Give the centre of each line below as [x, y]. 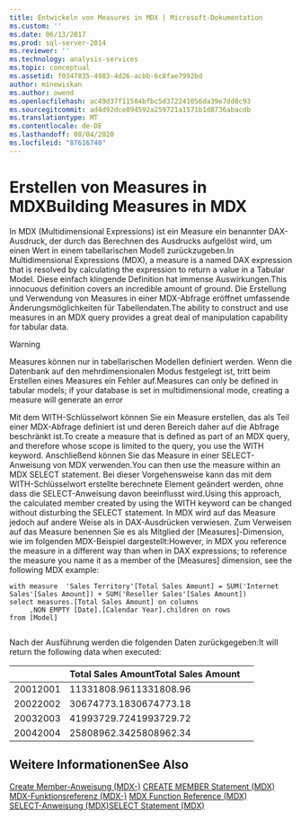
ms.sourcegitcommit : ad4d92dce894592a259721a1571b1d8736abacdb [130, 110]
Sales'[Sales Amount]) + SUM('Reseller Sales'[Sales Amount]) [128, 594]
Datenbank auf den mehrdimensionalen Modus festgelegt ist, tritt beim [140, 371]
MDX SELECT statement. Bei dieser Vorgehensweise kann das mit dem [141, 474]
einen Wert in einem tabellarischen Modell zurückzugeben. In [122, 250]
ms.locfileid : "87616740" [58, 143]
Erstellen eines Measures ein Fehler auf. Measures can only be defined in [144, 380]
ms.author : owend [42, 93]
